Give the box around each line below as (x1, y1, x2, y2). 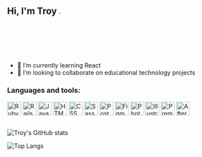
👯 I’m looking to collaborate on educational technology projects (16, 68, 196, 77)
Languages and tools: (7, 85, 81, 95)
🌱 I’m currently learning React (16, 61, 101, 70)
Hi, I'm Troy (7, 5, 57, 17)
